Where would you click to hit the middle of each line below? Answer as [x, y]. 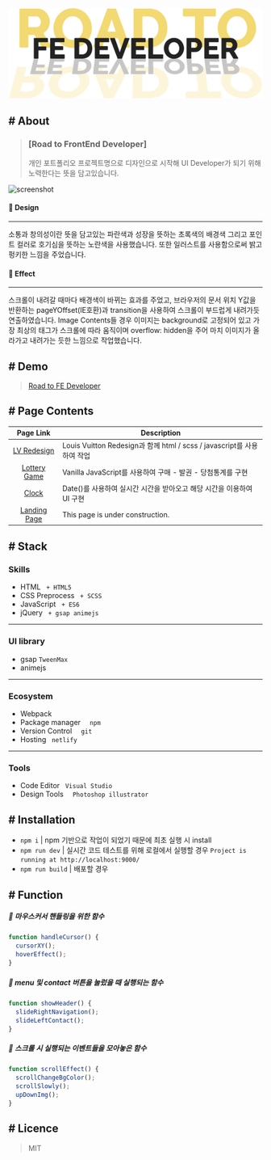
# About [29, 121]
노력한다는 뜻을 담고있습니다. [73, 173]
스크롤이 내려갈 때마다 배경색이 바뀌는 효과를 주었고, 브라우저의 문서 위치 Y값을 [132, 300]
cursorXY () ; [36, 946]
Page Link [33, 433]
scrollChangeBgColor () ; [55, 1078]
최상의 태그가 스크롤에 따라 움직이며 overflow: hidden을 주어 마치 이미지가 [134, 331]
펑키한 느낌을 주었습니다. [47, 254]
